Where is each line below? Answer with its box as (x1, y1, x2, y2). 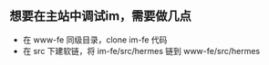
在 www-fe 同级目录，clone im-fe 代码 (22, 34, 168, 45)
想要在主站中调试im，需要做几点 (9, 8, 191, 24)
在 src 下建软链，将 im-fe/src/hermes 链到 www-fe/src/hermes (22, 45, 261, 56)
